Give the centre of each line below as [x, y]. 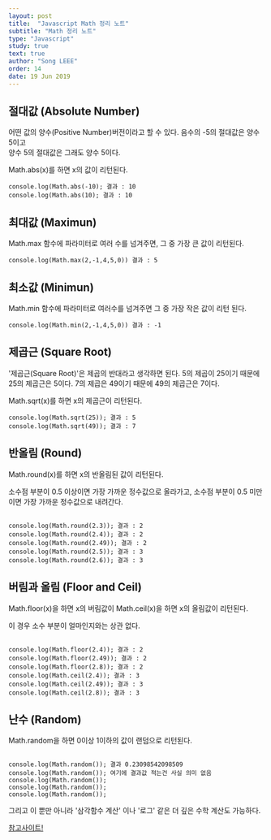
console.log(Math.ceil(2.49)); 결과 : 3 [76, 684]
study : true [28, 46]
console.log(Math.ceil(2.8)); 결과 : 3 [74, 693]
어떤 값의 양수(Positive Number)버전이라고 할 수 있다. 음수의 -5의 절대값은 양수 [134, 132]
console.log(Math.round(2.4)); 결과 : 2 [76, 534]
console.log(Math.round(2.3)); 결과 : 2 [76, 526]
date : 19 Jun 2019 [39, 76]
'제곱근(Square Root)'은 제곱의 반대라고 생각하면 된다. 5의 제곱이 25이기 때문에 [134, 373]
